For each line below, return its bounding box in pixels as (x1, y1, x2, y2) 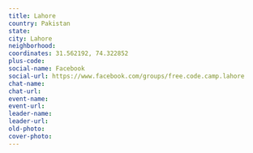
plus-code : (8, 57, 45, 66)
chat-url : (8, 87, 42, 96)
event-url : (8, 102, 45, 110)
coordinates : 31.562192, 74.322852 (8, 49, 129, 57)
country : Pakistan (8, 19, 71, 28)
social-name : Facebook (8, 65, 85, 73)
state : (8, 27, 31, 35)
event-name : (8, 95, 49, 103)
